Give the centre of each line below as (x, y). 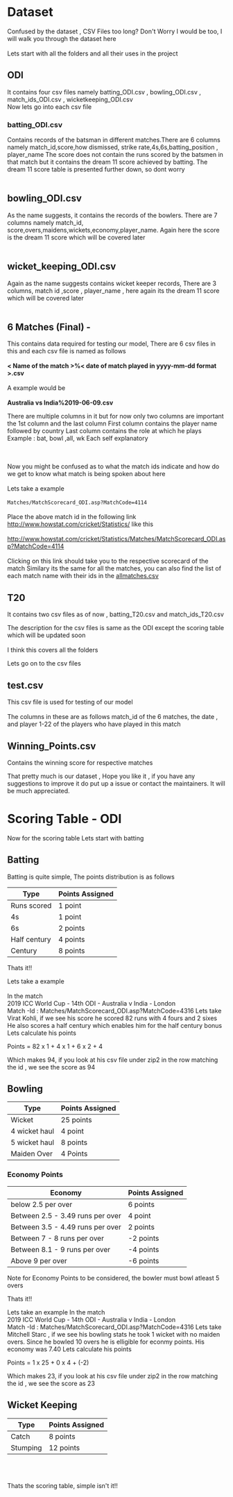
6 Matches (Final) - (49, 327)
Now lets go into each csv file (50, 107)
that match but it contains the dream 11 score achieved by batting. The (107, 162)
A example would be (36, 388)
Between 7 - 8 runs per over (57, 1238)
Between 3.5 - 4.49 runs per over (66, 1227)
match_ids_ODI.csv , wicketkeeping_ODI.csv (70, 99)
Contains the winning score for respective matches (80, 762)
